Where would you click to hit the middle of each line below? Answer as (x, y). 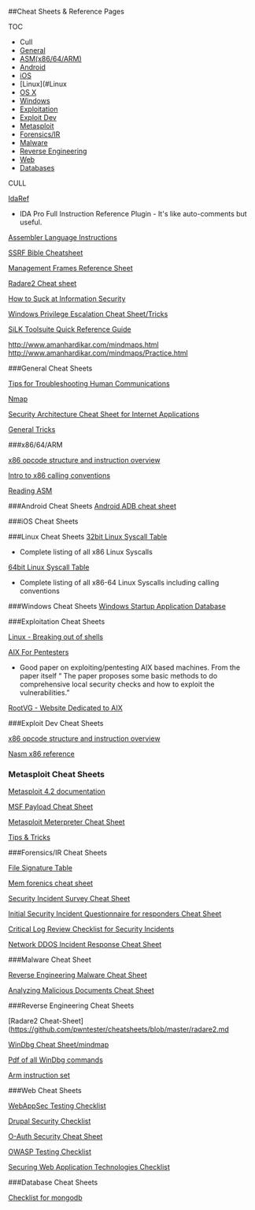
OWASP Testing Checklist (50, 1152)
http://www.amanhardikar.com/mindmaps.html (83, 344)
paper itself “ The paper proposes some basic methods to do (118, 676)
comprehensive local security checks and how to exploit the (117, 684)
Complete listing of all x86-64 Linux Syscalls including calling (119, 582)
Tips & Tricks (30, 837)
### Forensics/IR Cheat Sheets (58, 853)
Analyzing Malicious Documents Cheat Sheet (81, 990)
